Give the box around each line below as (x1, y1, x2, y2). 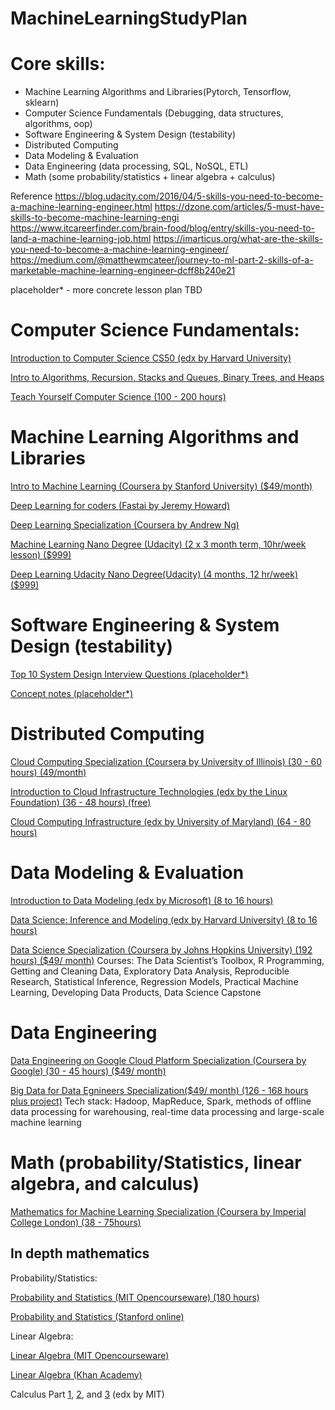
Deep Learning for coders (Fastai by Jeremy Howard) (10, 500, 231, 511)
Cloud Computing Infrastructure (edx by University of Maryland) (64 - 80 (10, 815, 312, 827)
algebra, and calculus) (10, 1172, 200, 1195)
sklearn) (24, 97, 60, 109)
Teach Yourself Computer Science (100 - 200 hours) (10, 391, 227, 403)
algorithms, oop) (24, 118, 93, 130)
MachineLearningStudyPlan (10, 7, 248, 30)
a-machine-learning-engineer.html (10, 201, 153, 213)
